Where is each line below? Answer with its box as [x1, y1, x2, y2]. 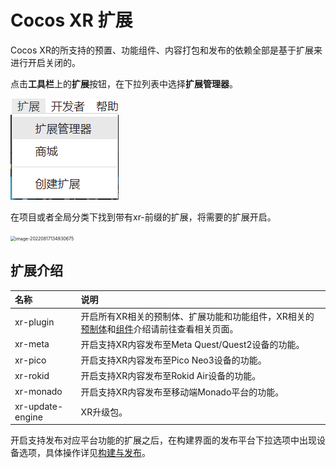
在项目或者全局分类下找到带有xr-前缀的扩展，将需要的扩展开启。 [10, 211, 277, 223]
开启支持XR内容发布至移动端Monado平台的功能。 [80, 386, 285, 398]
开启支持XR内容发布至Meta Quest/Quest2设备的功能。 [80, 338, 305, 350]
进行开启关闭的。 [10, 56, 81, 68]
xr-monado [14, 386, 63, 397]
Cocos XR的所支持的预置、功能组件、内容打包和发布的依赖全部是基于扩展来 [10, 44, 323, 56]
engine [14, 411, 43, 423]
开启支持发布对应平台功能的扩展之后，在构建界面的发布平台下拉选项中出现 [10, 434, 317, 446]
